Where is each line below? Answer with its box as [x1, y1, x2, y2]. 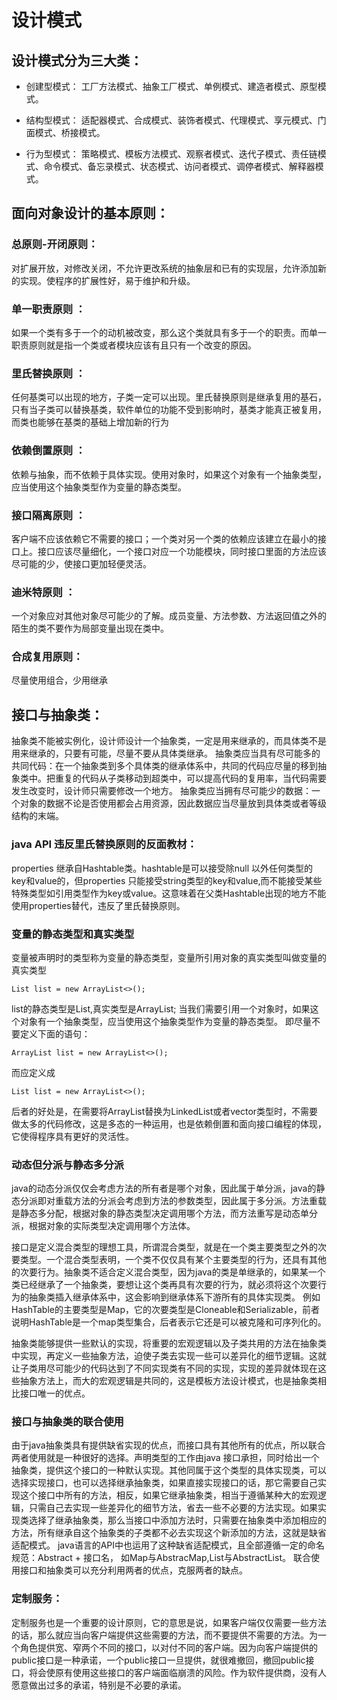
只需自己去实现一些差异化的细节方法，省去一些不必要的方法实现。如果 [28, 1502, 318, 1514]
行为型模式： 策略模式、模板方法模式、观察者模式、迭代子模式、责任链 [25, 148, 318, 160]
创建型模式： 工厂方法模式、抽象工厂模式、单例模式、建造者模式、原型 [25, 81, 318, 92]
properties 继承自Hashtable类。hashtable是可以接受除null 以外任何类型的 [11, 862, 313, 874]
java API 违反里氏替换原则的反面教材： [11, 837, 198, 851]
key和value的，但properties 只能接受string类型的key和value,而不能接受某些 [11, 874, 323, 886]
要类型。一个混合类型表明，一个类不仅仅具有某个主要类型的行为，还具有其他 [11, 1254, 327, 1266]
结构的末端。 [11, 810, 64, 822]
